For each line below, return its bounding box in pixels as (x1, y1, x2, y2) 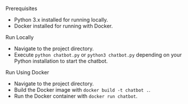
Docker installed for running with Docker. (13, 23, 113, 29)
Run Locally (5, 34, 34, 40)
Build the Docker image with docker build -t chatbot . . (13, 86, 151, 93)
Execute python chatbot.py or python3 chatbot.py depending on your (13, 51, 182, 58)
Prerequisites (5, 5, 37, 12)
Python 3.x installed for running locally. (13, 16, 108, 23)
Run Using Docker (5, 69, 49, 75)
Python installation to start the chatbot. (13, 58, 108, 64)
